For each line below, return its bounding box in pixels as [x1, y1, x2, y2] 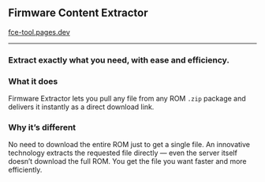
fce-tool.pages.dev [8, 27, 71, 36]
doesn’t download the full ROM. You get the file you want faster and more [8, 157, 247, 166]
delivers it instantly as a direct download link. [8, 102, 155, 112]
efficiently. [8, 165, 43, 175]
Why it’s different [8, 122, 77, 133]
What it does [8, 75, 58, 86]
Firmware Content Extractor [8, 6, 148, 20]
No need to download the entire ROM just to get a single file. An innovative [8, 140, 251, 150]
